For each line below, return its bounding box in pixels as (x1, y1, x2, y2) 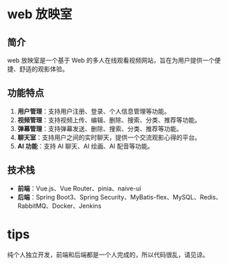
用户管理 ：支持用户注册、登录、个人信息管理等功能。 (17, 107, 171, 115)
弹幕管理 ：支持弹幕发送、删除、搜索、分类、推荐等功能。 (17, 124, 183, 132)
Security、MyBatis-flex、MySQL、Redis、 (100, 192, 222, 201)
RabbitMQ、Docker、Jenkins (17, 202, 102, 210)
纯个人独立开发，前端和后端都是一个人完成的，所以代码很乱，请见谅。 (7, 250, 209, 259)
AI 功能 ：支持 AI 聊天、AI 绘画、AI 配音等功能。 (17, 142, 154, 150)
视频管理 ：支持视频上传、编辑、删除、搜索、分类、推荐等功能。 (17, 116, 201, 124)
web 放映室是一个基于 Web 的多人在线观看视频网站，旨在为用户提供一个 (7, 56, 215, 64)
